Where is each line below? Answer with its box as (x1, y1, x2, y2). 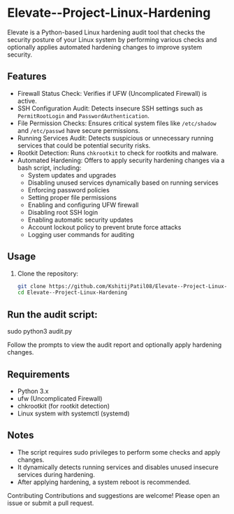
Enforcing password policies (27, 185, 110, 194)
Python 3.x (17, 387, 49, 395)
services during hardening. (17, 470, 96, 478)
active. (17, 97, 37, 105)
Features (7, 71, 47, 83)
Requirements (7, 369, 70, 380)
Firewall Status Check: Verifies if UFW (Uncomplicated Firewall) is (17, 89, 207, 97)
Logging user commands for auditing (27, 230, 135, 238)
